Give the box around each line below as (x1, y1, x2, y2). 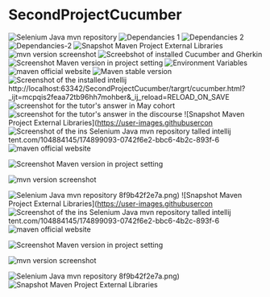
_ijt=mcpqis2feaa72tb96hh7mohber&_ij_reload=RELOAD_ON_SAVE (8, 92, 230, 101)
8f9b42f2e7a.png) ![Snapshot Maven (118, 190, 243, 200)
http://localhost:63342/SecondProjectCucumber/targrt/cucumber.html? (8, 83, 246, 93)
